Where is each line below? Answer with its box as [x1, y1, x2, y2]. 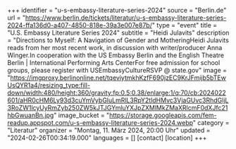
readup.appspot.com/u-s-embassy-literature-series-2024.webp [7, 119, 194, 126]
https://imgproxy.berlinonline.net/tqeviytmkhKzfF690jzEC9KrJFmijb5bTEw [10, 73, 227, 82]
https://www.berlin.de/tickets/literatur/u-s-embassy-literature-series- [25, 13, 227, 22]
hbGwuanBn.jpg [7, 111, 54, 119]
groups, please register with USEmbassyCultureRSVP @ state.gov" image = [7, 66, 228, 74]
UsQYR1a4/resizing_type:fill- [7, 81, 90, 89]
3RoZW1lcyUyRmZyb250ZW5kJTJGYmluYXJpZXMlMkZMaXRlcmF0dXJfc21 [7, 104, 228, 112]
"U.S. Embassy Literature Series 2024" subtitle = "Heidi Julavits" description [7, 28, 230, 37]
